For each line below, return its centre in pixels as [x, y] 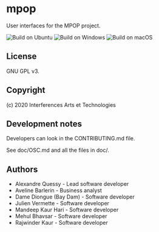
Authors [22, 169]
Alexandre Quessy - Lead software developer [72, 184]
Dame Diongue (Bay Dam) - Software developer [75, 197]
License [22, 56]
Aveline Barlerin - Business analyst [58, 191]
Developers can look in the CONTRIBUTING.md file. [71, 138]
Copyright [26, 90]
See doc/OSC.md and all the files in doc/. [58, 150]
